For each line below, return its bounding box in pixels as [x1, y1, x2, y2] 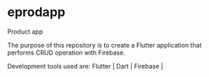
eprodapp [7, 4, 65, 20]
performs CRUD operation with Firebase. [7, 48, 125, 57]
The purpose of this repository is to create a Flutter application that [7, 41, 202, 49]
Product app [7, 27, 44, 36]
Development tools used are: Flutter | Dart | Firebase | [7, 62, 163, 70]
